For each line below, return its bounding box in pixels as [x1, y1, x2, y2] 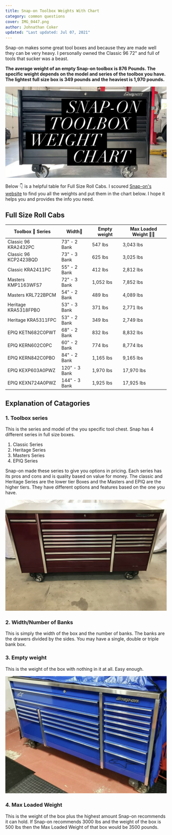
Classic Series [12, 441, 43, 448]
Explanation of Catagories [5, 399, 91, 407]
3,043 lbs [122, 241, 143, 247]
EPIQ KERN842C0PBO [7, 355, 55, 361]
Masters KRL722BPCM [7, 292, 56, 298]
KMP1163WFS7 [7, 282, 42, 288]
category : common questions [5, 13, 66, 19]
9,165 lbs [122, 355, 143, 361]
